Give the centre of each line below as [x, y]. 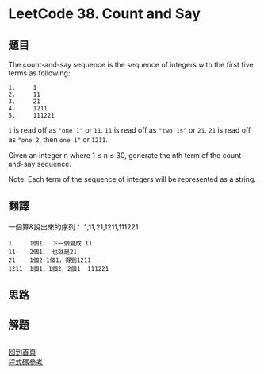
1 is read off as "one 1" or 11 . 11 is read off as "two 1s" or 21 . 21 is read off [130, 130]
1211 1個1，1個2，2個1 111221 [59, 268]
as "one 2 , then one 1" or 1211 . [58, 139]
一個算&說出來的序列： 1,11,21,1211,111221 [73, 226]
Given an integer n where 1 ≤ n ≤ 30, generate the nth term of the [115, 155]
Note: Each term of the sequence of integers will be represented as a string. [132, 179]
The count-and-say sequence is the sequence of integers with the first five [131, 65]
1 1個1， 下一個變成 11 [50, 243]
